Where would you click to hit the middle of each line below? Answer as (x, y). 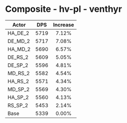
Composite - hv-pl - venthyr (63, 9)
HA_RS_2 (18, 81)
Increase (63, 25)
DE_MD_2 (19, 41)
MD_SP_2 (19, 89)
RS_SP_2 (18, 105)
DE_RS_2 (18, 57)
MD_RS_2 (19, 73)
